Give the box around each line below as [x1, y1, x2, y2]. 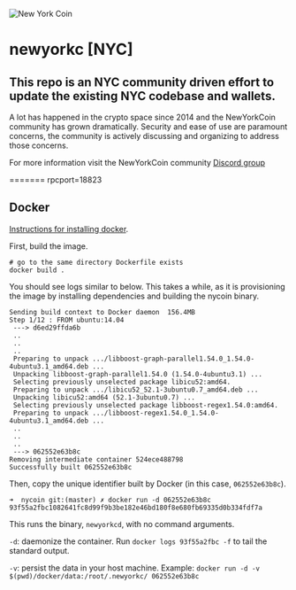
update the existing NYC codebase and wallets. [9, 89, 276, 104]
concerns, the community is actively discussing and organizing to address [9, 131, 280, 141]
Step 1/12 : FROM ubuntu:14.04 [9, 315, 125, 324]
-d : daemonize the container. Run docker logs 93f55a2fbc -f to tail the [9, 536, 268, 547]
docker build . [9, 266, 65, 275]
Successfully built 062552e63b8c [9, 462, 133, 471]
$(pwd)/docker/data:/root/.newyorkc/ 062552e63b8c [9, 571, 200, 580]
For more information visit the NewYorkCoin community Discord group [9, 158, 265, 167]
